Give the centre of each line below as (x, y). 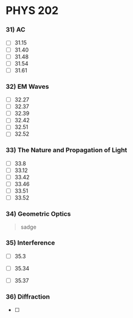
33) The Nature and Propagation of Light (66, 150)
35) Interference (30, 243)
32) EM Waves (27, 86)
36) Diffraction (28, 297)
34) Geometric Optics (38, 214)
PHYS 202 (32, 11)
